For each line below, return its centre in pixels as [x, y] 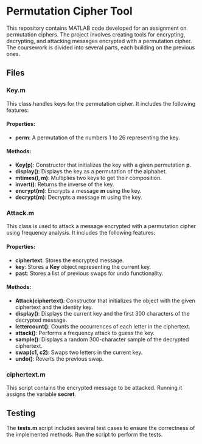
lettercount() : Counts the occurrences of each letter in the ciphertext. [103, 326]
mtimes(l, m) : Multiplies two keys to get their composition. [89, 178]
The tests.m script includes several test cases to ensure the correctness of [101, 428]
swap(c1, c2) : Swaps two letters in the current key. [79, 352]
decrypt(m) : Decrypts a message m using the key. [78, 197]
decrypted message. [41, 320]
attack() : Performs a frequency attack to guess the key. [85, 333]
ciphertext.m [26, 374]
